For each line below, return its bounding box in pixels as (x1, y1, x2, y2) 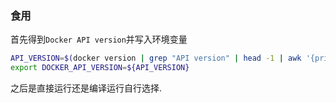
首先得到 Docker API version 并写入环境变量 (10, 33, 188, 46)
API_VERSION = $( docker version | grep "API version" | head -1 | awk (10, 53, 302, 64)
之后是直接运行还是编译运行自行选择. (10, 82, 163, 94)
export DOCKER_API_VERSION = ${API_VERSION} (10, 63, 190, 73)
